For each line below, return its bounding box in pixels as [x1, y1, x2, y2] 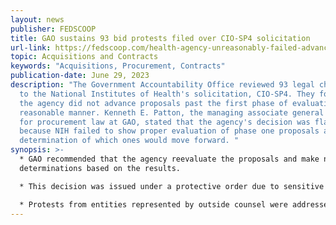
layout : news [10, 14, 65, 25]
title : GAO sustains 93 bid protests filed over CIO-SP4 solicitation [10, 33, 311, 43]
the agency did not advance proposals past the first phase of [19, 98, 288, 108]
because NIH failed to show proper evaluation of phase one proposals [19, 126, 320, 136]
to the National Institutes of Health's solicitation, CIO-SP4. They [19, 89, 315, 99]
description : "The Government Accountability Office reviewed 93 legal [10, 80, 315, 90]
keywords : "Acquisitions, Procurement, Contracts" [10, 61, 226, 71]
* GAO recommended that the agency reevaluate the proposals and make [19, 154, 320, 164]
